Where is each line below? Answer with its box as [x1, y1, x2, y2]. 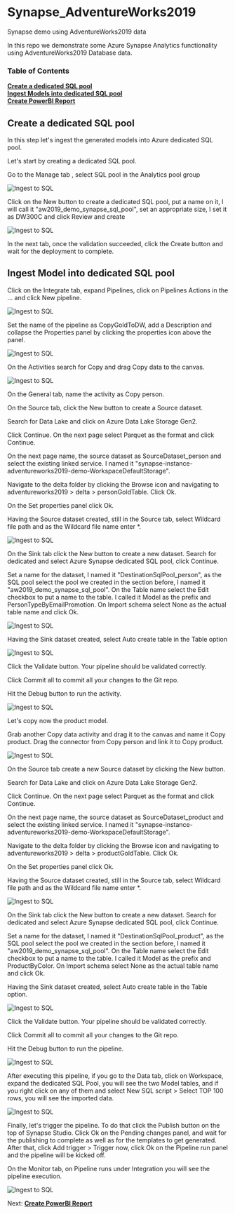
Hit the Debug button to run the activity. [7, 689, 122, 698]
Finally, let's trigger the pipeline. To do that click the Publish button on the [7, 1121, 220, 1129]
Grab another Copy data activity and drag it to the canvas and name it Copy [7, 730, 226, 738]
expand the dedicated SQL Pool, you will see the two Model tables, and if [7, 1079, 219, 1087]
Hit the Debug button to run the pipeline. [7, 1044, 124, 1053]
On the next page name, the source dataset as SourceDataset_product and [7, 813, 224, 821]
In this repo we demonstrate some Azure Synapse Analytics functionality [7, 41, 217, 49]
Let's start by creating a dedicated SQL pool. [7, 157, 137, 166]
